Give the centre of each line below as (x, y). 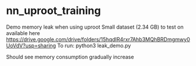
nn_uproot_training (54, 11)
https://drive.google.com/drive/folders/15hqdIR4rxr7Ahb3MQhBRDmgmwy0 (98, 39)
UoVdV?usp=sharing (31, 46)
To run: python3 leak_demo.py (94, 46)
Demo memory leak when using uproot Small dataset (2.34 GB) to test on (95, 27)
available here (23, 33)
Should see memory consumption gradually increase (70, 57)
